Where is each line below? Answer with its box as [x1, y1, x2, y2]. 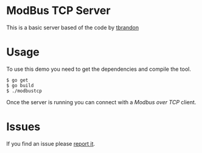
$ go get [6, 77, 29, 83]
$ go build [6, 82, 34, 88]
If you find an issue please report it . [6, 140, 96, 147]
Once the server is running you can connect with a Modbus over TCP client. [6, 98, 197, 105]
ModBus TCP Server [6, 4, 111, 18]
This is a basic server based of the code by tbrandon [6, 24, 139, 31]
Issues [6, 120, 41, 134]
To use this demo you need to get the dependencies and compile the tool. [6, 65, 192, 73]
